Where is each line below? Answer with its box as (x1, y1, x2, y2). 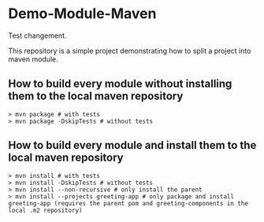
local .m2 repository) (8, 206, 83, 214)
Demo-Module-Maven (8, 5, 157, 23)
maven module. (8, 54, 58, 64)
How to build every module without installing (8, 77, 232, 91)
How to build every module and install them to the (8, 139, 257, 152)
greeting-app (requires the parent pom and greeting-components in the (8, 199, 248, 207)
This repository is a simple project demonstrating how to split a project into (8, 46, 251, 55)
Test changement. (8, 31, 67, 40)
